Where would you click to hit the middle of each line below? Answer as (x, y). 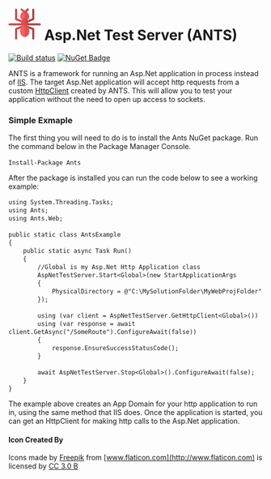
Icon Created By (36, 439)
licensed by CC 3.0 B (43, 466)
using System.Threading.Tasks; (61, 203)
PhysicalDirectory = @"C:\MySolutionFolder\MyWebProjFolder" (157, 292)
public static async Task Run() (77, 251)
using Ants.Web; (36, 219)
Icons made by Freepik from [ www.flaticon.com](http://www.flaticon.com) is (135, 458)
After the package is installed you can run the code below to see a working (133, 178)
